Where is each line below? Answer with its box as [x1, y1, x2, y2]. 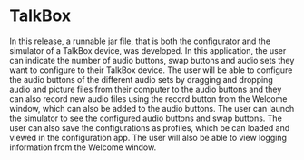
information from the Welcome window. [9, 142, 157, 153]
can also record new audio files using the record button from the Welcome [9, 93, 288, 105]
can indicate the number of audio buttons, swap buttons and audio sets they [9, 55, 295, 65]
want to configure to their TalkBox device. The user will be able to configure [9, 65, 293, 75]
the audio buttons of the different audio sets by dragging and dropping [9, 74, 274, 85]
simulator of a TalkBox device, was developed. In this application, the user [9, 45, 287, 55]
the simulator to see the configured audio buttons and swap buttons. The [9, 113, 283, 124]
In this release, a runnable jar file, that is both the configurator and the [9, 35, 270, 46]
